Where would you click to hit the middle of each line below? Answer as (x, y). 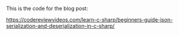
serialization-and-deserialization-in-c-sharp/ (60, 26)
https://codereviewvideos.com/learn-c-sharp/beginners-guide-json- (89, 20)
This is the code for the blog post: (47, 8)
